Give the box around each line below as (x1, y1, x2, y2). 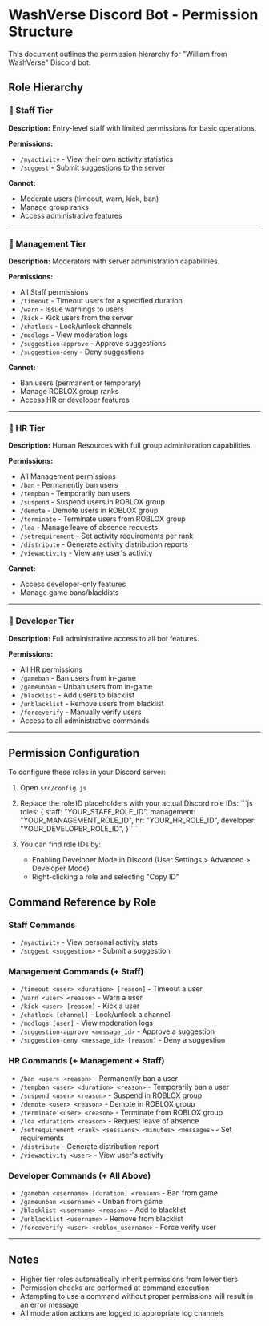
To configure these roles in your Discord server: (8, 767, 167, 778)
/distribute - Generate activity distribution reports (19, 540, 188, 549)
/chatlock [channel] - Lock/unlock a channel (19, 1010, 171, 1019)
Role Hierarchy (8, 81, 84, 94)
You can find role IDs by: (19, 839, 102, 850)
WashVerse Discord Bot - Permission (8, 6, 259, 24)
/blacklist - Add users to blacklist (19, 690, 134, 700)
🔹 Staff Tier (8, 105, 54, 116)
